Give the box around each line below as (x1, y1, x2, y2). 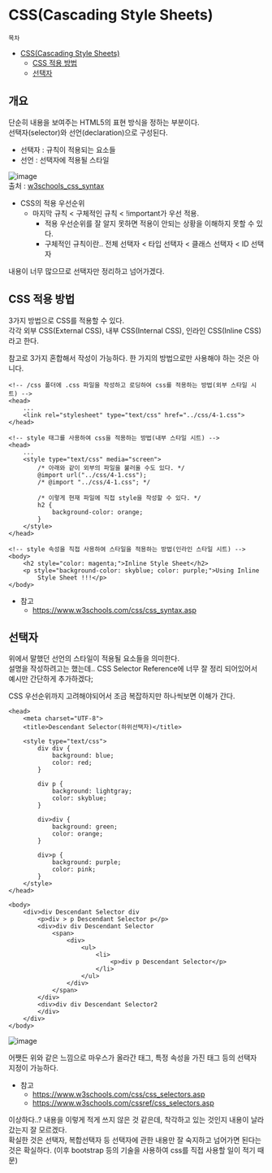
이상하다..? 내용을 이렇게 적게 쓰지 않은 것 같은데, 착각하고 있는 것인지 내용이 (8, 1115, 249, 1125)
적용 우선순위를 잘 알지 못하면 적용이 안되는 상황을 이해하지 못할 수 (44, 218, 255, 228)
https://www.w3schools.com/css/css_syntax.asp (32, 605, 197, 615)
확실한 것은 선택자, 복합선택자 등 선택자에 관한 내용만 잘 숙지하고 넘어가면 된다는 (8, 1136, 262, 1145)
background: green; (51, 823, 118, 831)
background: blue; (51, 752, 114, 760)
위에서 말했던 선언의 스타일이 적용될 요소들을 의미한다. (8, 654, 180, 663)
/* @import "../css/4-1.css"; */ (37, 478, 151, 486)
